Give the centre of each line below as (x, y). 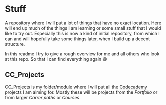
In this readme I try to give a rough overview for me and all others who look (82, 54)
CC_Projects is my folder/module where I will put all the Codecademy (76, 87)
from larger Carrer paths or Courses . (43, 97)
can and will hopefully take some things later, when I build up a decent (77, 39)
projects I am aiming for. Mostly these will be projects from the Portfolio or (81, 92)
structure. (15, 44)
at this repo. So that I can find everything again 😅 (56, 59)
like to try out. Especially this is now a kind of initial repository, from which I (82, 33)
